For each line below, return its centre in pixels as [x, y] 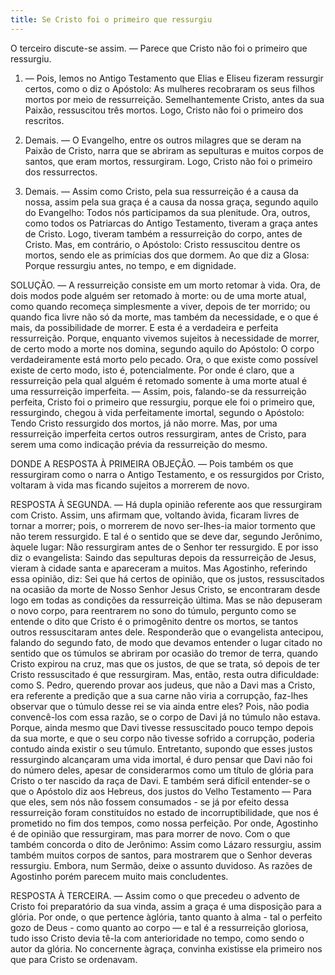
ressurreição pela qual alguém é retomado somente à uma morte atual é [159, 380]
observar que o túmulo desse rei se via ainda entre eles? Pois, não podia [160, 706]
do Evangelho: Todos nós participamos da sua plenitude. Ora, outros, [167, 212]
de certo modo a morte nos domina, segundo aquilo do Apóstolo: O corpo [162, 348]
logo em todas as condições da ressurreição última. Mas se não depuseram [166, 600]
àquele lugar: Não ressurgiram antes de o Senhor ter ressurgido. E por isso [164, 547]
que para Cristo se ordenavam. [74, 959]
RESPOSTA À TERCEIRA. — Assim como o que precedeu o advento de [155, 895]
